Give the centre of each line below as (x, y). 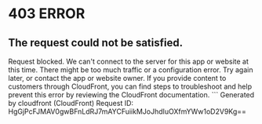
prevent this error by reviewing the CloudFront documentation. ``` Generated (131, 95)
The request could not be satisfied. (95, 43)
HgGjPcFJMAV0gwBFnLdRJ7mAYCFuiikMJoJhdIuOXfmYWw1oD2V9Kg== (127, 111)
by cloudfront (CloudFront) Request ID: (71, 103)
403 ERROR (47, 14)
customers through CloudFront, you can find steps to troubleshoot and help (130, 86)
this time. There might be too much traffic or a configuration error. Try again (131, 70)
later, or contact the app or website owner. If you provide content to (117, 78)
